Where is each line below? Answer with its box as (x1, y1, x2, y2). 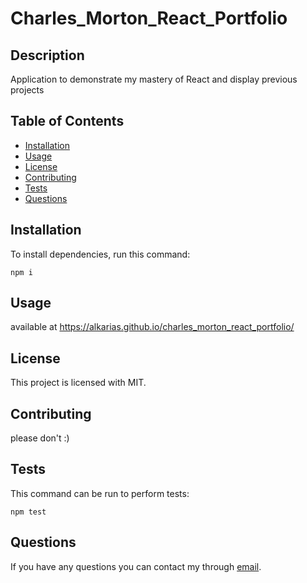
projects (10, 84, 45, 96)
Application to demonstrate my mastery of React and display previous (10, 73, 298, 85)
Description (10, 47, 85, 64)
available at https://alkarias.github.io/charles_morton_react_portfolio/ (10, 321, 295, 333)
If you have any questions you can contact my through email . (10, 560, 262, 572)
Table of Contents (10, 113, 125, 130)
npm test (10, 507, 47, 517)
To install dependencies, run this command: (10, 248, 191, 260)
